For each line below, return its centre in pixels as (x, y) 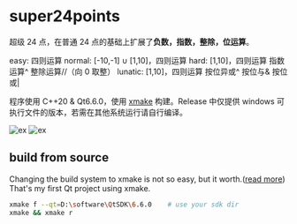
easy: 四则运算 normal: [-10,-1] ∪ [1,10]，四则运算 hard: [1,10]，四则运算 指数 (147, 60)
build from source (59, 157)
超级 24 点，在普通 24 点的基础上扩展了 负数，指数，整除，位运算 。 (132, 41)
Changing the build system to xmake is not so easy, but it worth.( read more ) (147, 179)
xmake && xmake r (41, 213)
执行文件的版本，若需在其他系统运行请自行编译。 (98, 112)
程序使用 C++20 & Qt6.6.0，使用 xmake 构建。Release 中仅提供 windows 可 (147, 101)
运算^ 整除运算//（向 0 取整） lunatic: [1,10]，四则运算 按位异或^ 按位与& (140, 71)
